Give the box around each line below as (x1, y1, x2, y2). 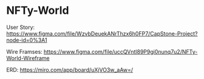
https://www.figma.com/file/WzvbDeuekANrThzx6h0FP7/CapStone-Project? (6, 30, 198, 37)
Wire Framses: (6, 48, 42, 55)
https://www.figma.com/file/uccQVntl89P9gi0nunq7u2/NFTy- (43, 48, 198, 55)
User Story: (6, 24, 35, 31)
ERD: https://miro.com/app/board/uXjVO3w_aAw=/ (6, 66, 134, 73)
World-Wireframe (6, 54, 50, 62)
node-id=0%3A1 (6, 36, 47, 43)
